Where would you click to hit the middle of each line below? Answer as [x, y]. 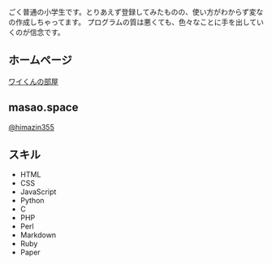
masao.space [43, 108]
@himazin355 [31, 127]
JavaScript [38, 192]
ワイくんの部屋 [33, 81]
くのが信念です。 [37, 32]
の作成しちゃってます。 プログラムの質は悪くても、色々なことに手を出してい [136, 22]
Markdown [38, 235]
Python [32, 201]
